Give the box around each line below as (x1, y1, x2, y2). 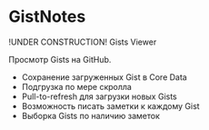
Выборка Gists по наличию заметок (21, 110, 161, 121)
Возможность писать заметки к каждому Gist (21, 100, 201, 111)
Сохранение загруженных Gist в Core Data (21, 71, 187, 83)
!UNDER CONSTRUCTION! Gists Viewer (8, 36, 157, 47)
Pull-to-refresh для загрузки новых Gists (21, 91, 178, 102)
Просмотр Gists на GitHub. (8, 54, 112, 65)
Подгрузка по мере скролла (21, 81, 133, 92)
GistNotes (8, 6, 86, 27)
